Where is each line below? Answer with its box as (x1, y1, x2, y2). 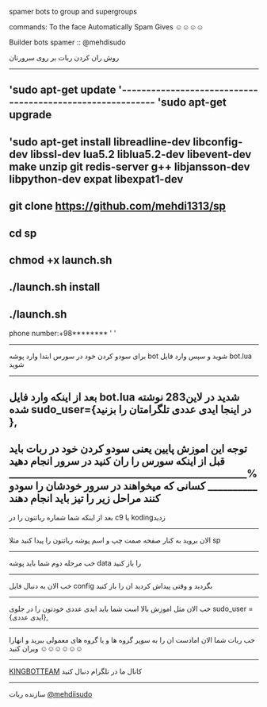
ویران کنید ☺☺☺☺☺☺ (9, 643, 83, 654)
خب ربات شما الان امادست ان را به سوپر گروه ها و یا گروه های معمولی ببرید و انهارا (9, 636, 256, 645)
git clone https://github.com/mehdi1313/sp (9, 199, 227, 213)
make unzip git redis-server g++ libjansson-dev (9, 160, 250, 173)
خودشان (45, 479, 82, 493)
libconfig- (193, 135, 243, 149)
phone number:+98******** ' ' (9, 329, 116, 338)
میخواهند (123, 479, 162, 493)
